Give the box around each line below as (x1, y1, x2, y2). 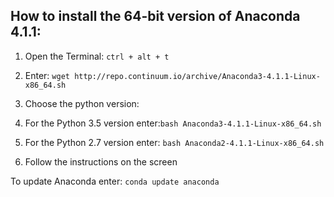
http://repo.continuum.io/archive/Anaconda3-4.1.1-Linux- (74, 71, 321, 81)
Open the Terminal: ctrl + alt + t (24, 50, 170, 62)
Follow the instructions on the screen (24, 155, 178, 168)
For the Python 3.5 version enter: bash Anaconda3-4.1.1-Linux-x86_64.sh (24, 117, 322, 129)
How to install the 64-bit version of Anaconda (10, 8, 301, 25)
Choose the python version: (24, 97, 140, 109)
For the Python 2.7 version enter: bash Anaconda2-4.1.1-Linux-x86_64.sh (24, 136, 325, 148)
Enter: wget (24, 69, 70, 81)
